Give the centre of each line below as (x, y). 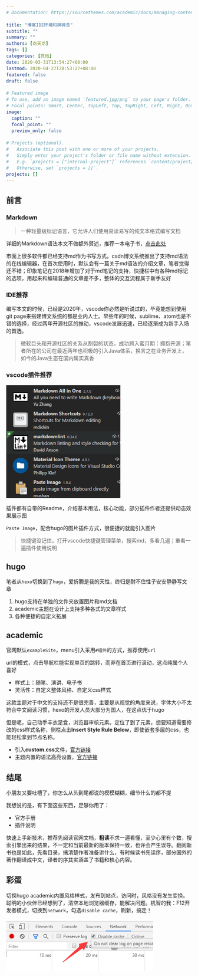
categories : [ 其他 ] (29, 56)
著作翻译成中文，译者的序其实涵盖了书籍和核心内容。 (71, 860)
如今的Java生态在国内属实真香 (57, 358)
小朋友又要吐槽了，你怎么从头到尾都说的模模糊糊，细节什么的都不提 (89, 793)
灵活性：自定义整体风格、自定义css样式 (63, 690)
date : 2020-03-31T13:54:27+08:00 (47, 62)
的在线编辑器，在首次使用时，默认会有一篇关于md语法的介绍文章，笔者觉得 (98, 264)
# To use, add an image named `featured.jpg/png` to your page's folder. (99, 100)
